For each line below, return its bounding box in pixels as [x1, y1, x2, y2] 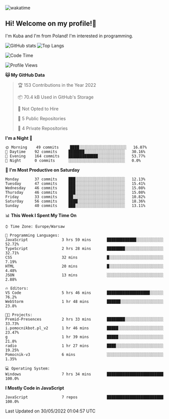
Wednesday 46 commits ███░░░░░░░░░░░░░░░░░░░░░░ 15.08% [5, 185, 145, 190]
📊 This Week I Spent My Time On [5, 212, 77, 218]
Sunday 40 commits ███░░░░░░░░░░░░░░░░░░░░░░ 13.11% [5, 203, 145, 208]
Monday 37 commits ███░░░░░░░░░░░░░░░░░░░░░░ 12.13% [5, 177, 145, 182]
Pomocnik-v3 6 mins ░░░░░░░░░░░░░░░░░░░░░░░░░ [5, 352, 164, 357]
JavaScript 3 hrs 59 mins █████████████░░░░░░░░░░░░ [5, 237, 164, 242]
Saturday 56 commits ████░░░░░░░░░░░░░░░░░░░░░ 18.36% [5, 198, 145, 204]
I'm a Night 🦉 [5, 135, 33, 141]
